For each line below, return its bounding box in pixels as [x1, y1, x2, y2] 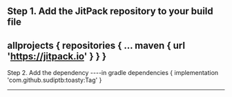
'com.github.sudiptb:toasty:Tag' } [7, 76, 102, 85]
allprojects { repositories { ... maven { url [7, 39, 185, 51]
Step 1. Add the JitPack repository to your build [7, 6, 214, 17]
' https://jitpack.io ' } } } [7, 50, 107, 62]
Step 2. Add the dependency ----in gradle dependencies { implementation [7, 69, 219, 77]
